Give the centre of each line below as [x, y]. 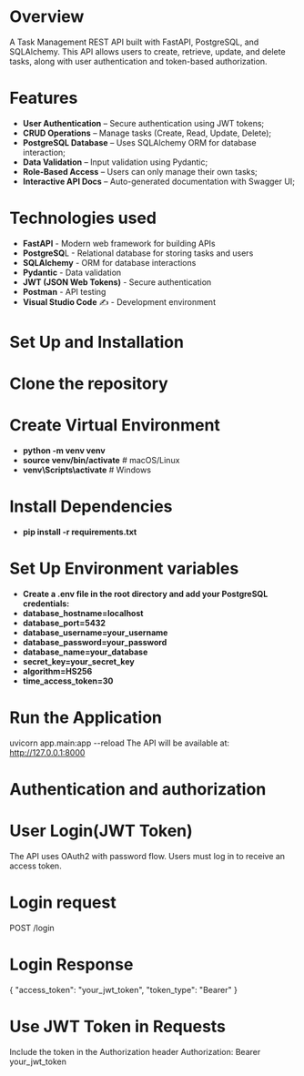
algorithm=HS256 [57, 671]
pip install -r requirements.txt [80, 532]
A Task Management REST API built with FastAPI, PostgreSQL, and [134, 42]
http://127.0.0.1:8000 [47, 752]
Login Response [71, 964]
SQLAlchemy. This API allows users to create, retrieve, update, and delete [147, 51]
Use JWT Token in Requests [117, 1027]
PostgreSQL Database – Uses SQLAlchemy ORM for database [139, 142]
